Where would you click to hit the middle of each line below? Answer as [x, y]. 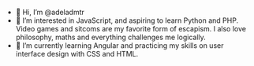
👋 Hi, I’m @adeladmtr [50, 12]
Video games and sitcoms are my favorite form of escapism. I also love [131, 29]
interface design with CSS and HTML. [77, 54]
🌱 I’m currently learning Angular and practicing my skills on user [120, 46]
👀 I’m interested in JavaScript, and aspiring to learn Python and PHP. [127, 20]
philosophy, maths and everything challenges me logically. [111, 37]
